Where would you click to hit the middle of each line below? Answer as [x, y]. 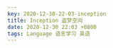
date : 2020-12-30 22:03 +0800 [52, 27]
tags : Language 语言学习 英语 [49, 34]
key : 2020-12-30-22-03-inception [57, 14]
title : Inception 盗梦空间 [45, 20]
